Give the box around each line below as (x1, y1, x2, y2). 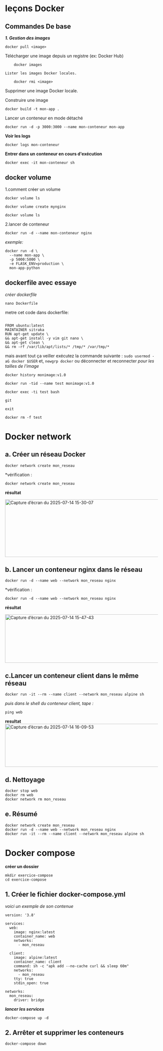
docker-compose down (5, 1041, 47, 1046)
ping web (5, 710, 23, 715)
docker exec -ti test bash (5, 389, 60, 394)
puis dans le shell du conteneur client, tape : (5, 701, 94, 706)
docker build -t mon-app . (5, 107, 60, 112)
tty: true (14, 976, 34, 981)
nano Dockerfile (5, 301, 38, 306)
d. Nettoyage (5, 775, 45, 784)
